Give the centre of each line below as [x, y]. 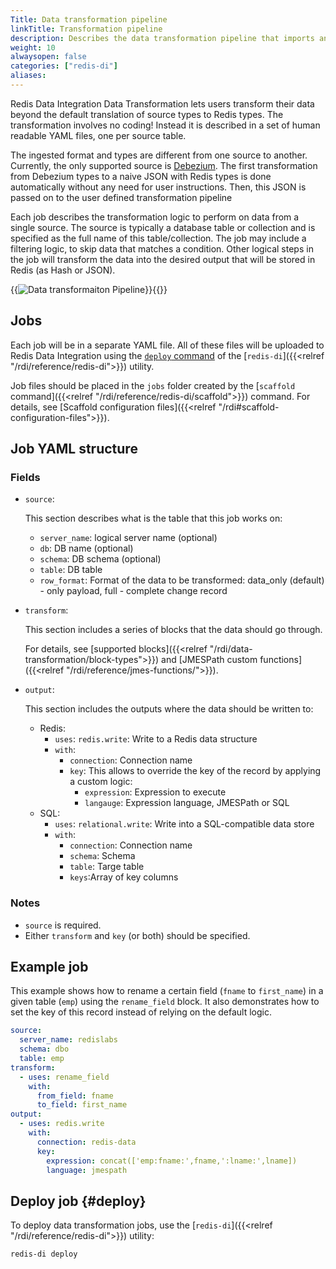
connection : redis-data [86, 1142]
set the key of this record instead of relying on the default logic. [141, 1012]
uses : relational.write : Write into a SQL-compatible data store [184, 824]
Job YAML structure [74, 449]
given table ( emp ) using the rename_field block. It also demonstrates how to [165, 1002]
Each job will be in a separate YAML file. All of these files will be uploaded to [167, 345]
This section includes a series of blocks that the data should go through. [173, 630]
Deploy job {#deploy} [78, 1201]
